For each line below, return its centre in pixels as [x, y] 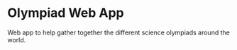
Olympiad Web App [66, 13]
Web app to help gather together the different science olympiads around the [119, 32]
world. [17, 39]
